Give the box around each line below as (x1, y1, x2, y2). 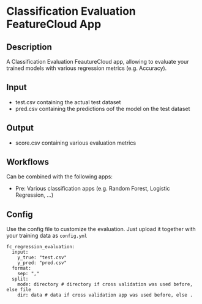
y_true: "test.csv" (17, 254, 67, 261)
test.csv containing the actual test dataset (15, 98, 121, 105)
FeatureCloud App (6, 17, 102, 31)
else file (6, 287, 32, 293)
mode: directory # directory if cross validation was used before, (17, 281, 193, 287)
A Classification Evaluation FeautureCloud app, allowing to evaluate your (6, 58, 189, 65)
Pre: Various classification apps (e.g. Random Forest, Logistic (15, 185, 170, 192)
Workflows (6, 157, 49, 167)
